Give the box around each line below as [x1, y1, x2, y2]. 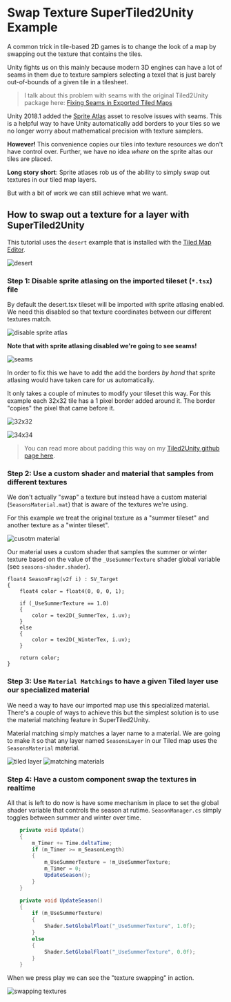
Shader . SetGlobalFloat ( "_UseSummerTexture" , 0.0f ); [43, 948, 196, 955]
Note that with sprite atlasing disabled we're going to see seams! [7, 342, 197, 350]
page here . [23, 451, 55, 460]
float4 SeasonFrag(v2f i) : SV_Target [7, 576, 119, 583]
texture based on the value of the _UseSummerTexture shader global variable [7, 555, 221, 564]
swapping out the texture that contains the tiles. [7, 50, 143, 58]
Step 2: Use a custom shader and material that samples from [7, 469, 214, 478]
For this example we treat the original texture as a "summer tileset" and [7, 513, 209, 522]
